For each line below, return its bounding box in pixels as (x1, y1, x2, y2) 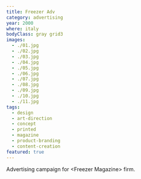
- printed (11, 127, 36, 133)
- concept (11, 121, 36, 127)
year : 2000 (6, 20, 34, 26)
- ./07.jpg (11, 76, 39, 82)
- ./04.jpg (11, 59, 39, 65)
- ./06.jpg (11, 71, 39, 77)
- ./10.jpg (11, 93, 39, 99)
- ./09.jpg (11, 87, 39, 93)
